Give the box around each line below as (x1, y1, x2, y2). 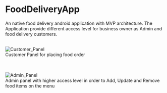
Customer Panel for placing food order (5, 52, 85, 58)
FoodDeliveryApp (5, 4, 80, 15)
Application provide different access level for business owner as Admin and (5, 25, 162, 31)
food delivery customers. (5, 31, 58, 37)
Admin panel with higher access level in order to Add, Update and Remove (5, 77, 160, 83)
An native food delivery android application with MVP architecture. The (5, 20, 153, 26)
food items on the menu (5, 82, 55, 89)
